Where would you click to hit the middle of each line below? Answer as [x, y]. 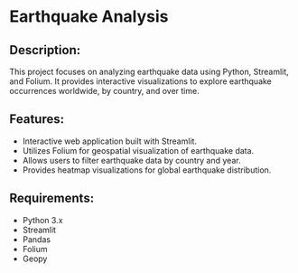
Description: [45, 50]
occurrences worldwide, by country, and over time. [105, 91]
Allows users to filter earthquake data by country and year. [131, 160]
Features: [37, 119]
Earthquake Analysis [89, 17]
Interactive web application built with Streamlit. [109, 141]
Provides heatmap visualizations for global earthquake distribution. [147, 170]
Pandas [37, 239]
